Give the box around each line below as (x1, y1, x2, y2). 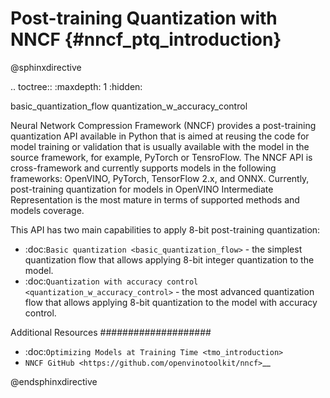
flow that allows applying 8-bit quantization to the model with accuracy (24, 296, 318, 308)
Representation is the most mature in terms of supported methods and (10, 193, 300, 206)
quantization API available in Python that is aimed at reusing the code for (10, 130, 310, 142)
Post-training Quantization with (10, 7, 278, 30)
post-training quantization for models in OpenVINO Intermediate (10, 183, 274, 195)
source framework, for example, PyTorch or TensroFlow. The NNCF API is (10, 151, 313, 163)
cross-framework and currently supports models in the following (10, 162, 277, 174)
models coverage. (10, 204, 85, 216)
